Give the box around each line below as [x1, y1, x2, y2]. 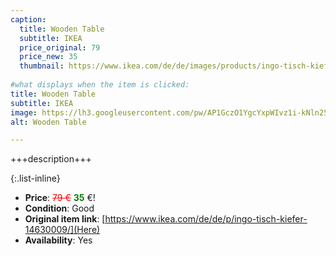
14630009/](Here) [24, 224, 101, 236]
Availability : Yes [24, 234, 93, 246]
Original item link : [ [24, 213, 106, 225]
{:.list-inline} [10, 172, 61, 185]
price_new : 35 [19, 52, 78, 62]
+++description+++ [10, 153, 92, 165]
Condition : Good [24, 202, 95, 215]
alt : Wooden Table [10, 117, 87, 127]
